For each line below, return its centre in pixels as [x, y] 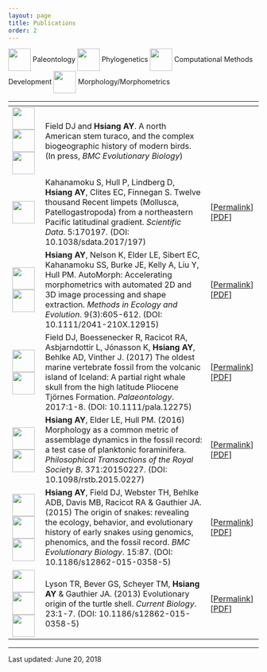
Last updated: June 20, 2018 [55, 659]
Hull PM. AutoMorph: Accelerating [108, 275]
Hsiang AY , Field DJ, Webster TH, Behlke [122, 492]
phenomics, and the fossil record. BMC [118, 542]
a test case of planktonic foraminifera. [116, 450]
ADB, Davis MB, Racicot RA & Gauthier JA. [123, 503]
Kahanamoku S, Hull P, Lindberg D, [110, 182]
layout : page [30, 16]
